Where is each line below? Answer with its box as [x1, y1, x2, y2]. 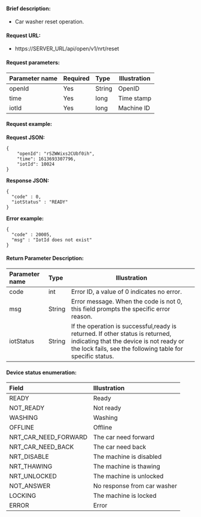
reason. [71, 312, 93, 321]
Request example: [6, 121, 53, 128]
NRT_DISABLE [9, 453, 49, 461]
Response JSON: [6, 177, 50, 184]
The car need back [93, 443, 147, 451]
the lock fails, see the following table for [71, 345, 184, 353]
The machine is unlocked [93, 472, 164, 480]
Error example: [6, 215, 44, 222]
